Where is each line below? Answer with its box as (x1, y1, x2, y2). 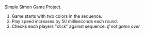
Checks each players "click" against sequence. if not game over (11, 23, 140, 29)
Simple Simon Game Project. (4, 4, 62, 10)
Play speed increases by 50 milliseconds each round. (11, 19, 118, 24)
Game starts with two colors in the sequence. (11, 13, 102, 19)
